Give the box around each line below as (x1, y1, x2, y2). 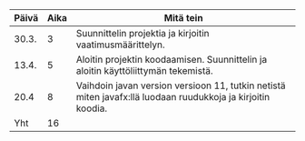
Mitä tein (163, 12, 203, 24)
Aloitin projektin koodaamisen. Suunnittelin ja (75, 54, 268, 65)
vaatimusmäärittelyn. (75, 38, 165, 51)
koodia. (75, 102, 107, 115)
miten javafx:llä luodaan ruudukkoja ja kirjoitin (75, 91, 271, 103)
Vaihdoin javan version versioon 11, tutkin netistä (75, 79, 286, 92)
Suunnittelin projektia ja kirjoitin (75, 27, 211, 39)
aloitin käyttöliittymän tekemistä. (75, 65, 213, 76)
